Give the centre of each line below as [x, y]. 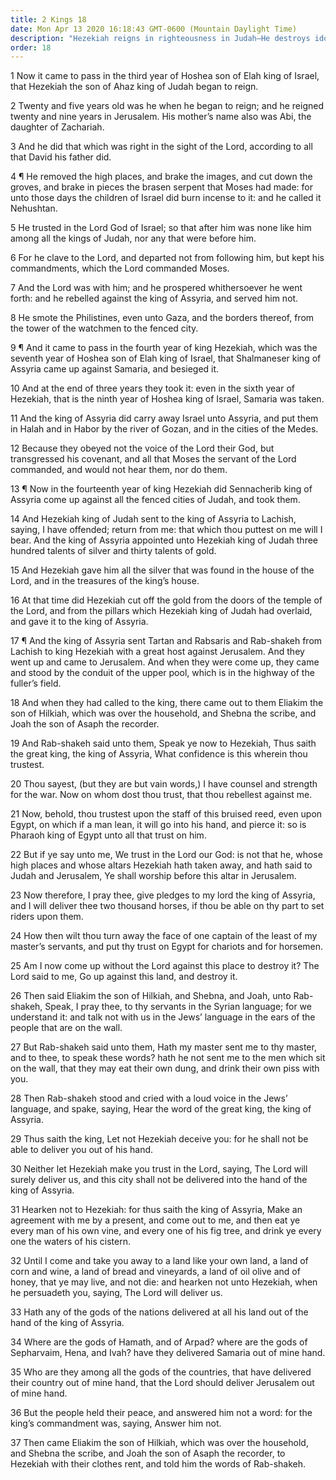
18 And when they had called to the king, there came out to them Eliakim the [167, 703]
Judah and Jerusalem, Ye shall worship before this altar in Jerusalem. [153, 876]
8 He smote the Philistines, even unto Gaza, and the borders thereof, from [162, 318]
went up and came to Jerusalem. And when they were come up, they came [165, 662]
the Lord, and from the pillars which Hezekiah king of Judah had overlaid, [161, 611]
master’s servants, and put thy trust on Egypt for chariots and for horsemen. [167, 947]
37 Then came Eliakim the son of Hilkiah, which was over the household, [159, 1443]
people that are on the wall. [66, 1028]
